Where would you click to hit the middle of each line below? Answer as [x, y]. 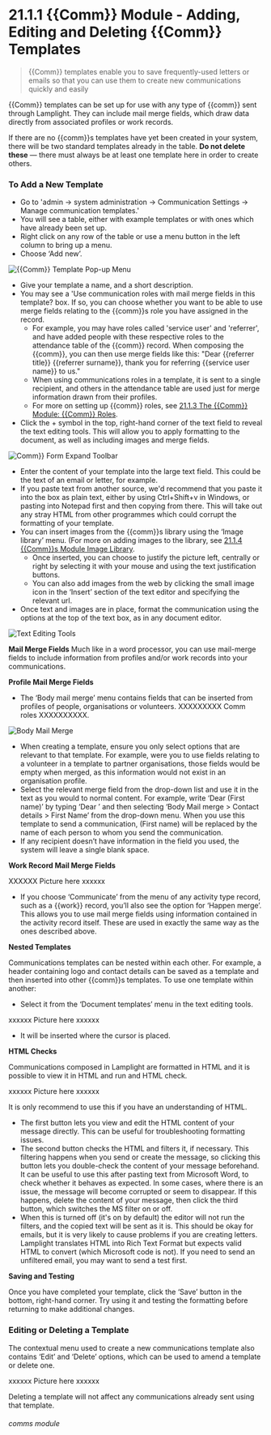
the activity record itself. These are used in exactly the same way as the [140, 923]
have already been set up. [64, 228]
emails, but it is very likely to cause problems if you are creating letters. [139, 1235]
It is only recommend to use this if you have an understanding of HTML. [128, 1107]
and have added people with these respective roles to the [128, 337]
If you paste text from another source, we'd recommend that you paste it [141, 489]
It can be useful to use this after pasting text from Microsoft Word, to [134, 1174]
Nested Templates [40, 947]
